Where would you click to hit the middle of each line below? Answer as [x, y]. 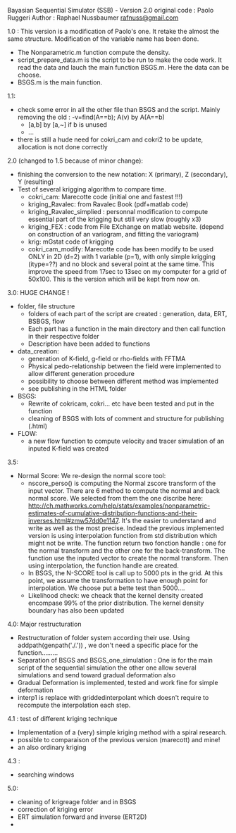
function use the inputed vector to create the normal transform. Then [128, 558]
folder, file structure [46, 306]
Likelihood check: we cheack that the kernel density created [116, 595]
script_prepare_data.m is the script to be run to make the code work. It [119, 60]
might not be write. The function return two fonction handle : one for [127, 543]
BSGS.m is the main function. [60, 82]
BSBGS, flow [46, 321]
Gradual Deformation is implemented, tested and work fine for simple [118, 683]
